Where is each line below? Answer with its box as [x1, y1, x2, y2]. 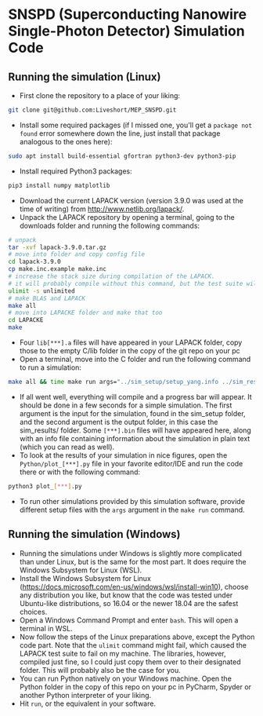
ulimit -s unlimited [8, 287, 76, 295]
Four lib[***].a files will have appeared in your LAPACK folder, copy [19, 338, 243, 347]
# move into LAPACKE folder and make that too [8, 309, 163, 317]
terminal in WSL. [19, 623, 73, 633]
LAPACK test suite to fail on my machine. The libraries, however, [19, 648, 227, 658]
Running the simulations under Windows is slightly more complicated [19, 548, 243, 558]
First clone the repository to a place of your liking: [19, 91, 181, 100]
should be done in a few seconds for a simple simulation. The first [19, 400, 232, 410]
